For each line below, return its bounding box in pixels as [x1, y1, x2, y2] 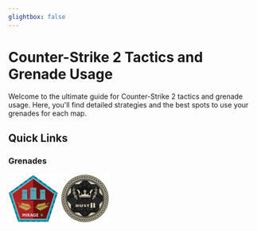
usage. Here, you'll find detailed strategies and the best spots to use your [8, 100, 249, 109]
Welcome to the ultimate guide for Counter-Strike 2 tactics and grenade [8, 92, 243, 101]
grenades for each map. [8, 108, 88, 118]
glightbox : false [8, 13, 66, 21]
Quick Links [8, 131, 68, 145]
